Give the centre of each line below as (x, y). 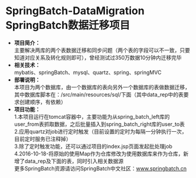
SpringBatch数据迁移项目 (68, 25)
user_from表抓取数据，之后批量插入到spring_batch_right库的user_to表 (99, 124)
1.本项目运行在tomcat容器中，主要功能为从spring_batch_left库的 (92, 116)
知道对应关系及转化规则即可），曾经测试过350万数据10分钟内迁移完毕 (98, 57)
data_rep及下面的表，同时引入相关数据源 (74, 161)
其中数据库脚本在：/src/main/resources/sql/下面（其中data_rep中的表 (99, 94)
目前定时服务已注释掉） (43, 139)
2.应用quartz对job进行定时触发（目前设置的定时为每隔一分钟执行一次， (100, 131)
